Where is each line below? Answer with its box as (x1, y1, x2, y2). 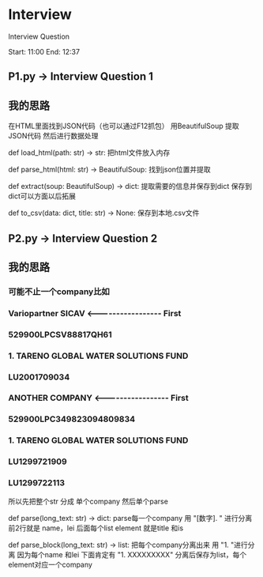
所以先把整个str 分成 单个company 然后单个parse (8, 496, 168, 506)
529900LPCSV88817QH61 (8, 329, 112, 340)
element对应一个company (8, 560, 93, 569)
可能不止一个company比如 (8, 286, 111, 297)
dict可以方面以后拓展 (8, 191, 77, 201)
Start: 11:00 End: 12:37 (8, 47, 81, 56)
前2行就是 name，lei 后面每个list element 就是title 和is (8, 523, 184, 533)
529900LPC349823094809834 (8, 413, 136, 424)
